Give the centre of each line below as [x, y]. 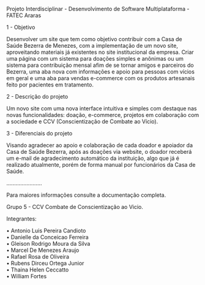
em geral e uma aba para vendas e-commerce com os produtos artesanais [101, 78]
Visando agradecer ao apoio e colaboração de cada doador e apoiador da [100, 145]
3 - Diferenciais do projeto [39, 133]
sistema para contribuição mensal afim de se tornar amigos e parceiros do [100, 65]
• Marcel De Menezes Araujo [43, 250]
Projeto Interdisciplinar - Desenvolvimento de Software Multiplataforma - [98, 9]
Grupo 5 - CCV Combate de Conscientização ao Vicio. [75, 207]
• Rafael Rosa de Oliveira [38, 256]
